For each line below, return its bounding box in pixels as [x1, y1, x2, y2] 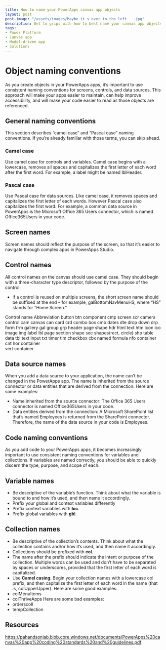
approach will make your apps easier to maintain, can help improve [5, 92, 142, 98]
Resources [5, 621, 39, 629]
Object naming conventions [5, 65, 121, 77]
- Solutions [5, 44, 30, 49]
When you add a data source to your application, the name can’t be [5, 373, 142, 379]
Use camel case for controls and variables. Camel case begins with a [5, 159, 146, 164]
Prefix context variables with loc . [12, 506, 80, 512]
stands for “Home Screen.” [12, 304, 67, 310]
